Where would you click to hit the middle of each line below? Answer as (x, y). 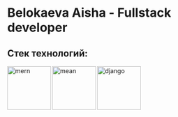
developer (37, 28)
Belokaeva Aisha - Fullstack (89, 13)
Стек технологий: (48, 53)
